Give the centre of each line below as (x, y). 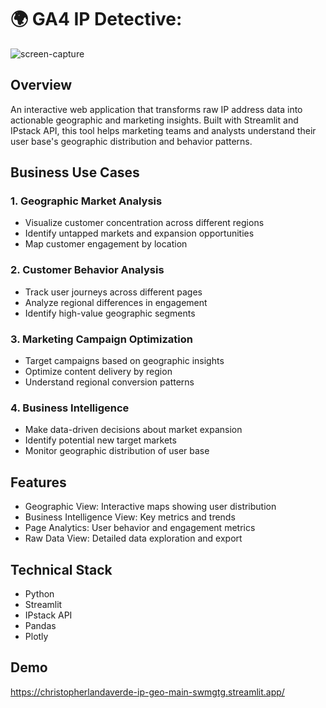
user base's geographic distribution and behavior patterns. (131, 141)
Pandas (40, 625)
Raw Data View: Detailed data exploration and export (133, 538)
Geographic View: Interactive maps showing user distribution (150, 507)
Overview (41, 85)
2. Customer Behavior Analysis (87, 270)
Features (38, 482)
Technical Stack (61, 569)
